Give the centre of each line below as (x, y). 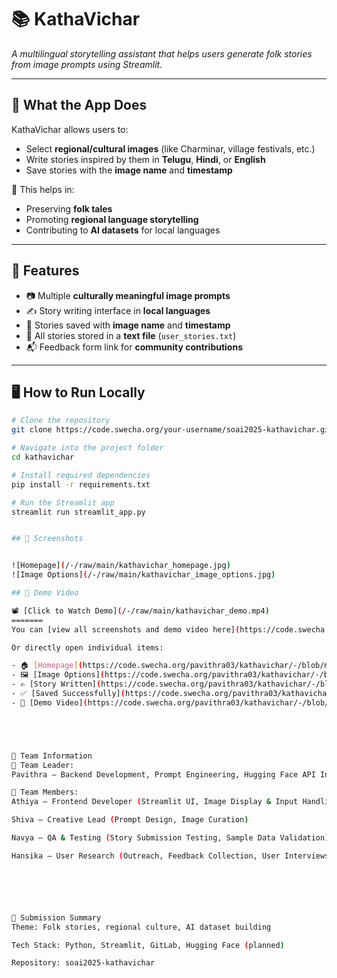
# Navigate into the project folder (87, 448)
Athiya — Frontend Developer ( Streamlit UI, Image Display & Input (155, 802)
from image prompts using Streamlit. (87, 64)
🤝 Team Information (52, 756)
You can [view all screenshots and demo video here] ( (126, 629)
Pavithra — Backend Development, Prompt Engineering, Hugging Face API (163, 774)
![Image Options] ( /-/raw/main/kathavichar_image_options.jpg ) (143, 575)
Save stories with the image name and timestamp (129, 170)
